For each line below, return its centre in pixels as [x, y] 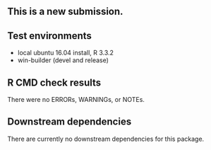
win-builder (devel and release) [63, 60]
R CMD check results [54, 82]
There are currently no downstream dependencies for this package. [106, 139]
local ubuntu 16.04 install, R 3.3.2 [66, 53]
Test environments [49, 36]
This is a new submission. [65, 12]
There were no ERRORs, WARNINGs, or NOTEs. [76, 100]
